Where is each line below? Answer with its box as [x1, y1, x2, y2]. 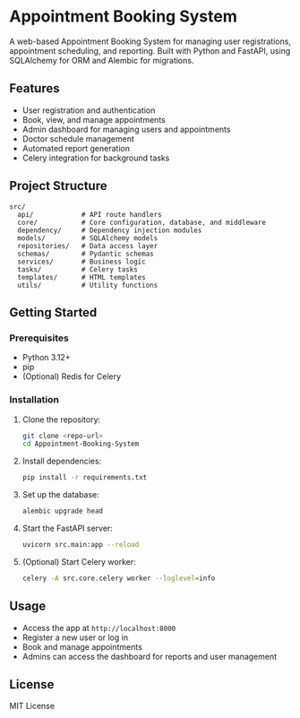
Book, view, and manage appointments [21, 114, 166, 125]
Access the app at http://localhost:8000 [21, 622, 176, 633]
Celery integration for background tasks [21, 152, 170, 163]
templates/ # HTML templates [17, 272, 146, 281]
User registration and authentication [21, 105, 156, 116]
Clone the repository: [21, 414, 101, 425]
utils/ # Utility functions [17, 281, 159, 290]
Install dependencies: [21, 455, 102, 467]
